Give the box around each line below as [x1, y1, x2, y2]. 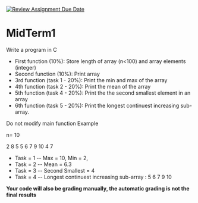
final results [6, 191, 37, 198]
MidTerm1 [6, 27, 56, 40]
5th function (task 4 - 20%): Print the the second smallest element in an [14, 89, 191, 96]
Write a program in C [6, 46, 58, 53]
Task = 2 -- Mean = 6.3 [14, 161, 72, 168]
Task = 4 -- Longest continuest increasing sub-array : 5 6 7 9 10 [14, 173, 172, 180]
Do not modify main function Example [6, 120, 99, 127]
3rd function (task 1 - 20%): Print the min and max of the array [14, 76, 168, 83]
